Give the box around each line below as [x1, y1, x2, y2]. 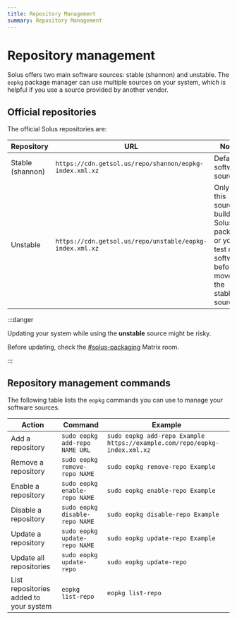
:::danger [7, 316, 34, 324]
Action [20, 420, 44, 430]
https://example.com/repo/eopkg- [107, 439, 220, 447]
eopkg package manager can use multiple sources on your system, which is [7, 78, 226, 87]
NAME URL [61, 446, 91, 454]
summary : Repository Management [7, 17, 102, 24]
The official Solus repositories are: [7, 125, 107, 133]
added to [11, 592, 41, 602]
